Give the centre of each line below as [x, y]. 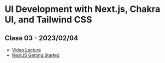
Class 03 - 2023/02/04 [41, 38]
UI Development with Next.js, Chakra [82, 9]
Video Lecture [26, 50]
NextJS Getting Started [36, 55]
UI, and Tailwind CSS [48, 20]
